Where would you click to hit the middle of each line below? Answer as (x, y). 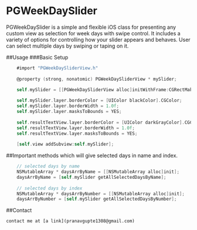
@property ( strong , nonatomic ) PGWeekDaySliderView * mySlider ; (97, 79)
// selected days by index (50, 188)
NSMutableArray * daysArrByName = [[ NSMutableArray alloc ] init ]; (98, 172)
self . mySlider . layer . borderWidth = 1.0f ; (68, 106)
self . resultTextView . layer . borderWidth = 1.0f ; (76, 128)
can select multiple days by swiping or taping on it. (67, 46)
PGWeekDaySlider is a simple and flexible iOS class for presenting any (91, 27)
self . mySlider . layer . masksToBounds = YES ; (69, 112)
